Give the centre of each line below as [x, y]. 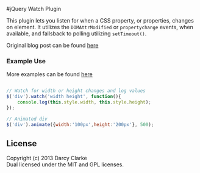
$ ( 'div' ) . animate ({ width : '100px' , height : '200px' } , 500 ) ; [80, 124]
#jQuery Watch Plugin [34, 9]
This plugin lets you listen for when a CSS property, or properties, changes [100, 20]
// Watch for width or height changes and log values [76, 91]
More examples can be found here [49, 74]
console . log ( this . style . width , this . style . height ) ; [84, 102]
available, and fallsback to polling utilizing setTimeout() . [77, 34]
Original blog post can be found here [52, 45]
